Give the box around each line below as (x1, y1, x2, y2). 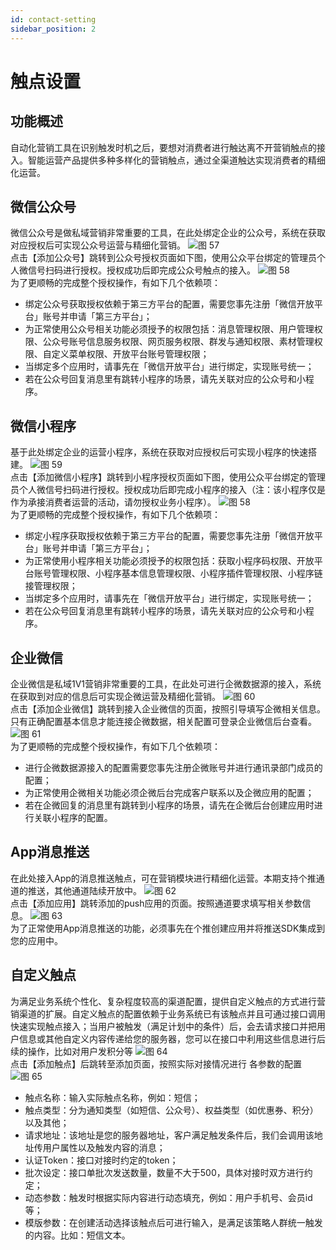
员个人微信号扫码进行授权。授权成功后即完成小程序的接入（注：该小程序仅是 (10, 484, 326, 496)
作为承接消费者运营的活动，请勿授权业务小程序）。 (10, 496, 217, 508)
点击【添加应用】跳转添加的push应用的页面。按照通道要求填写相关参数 (10, 897, 303, 909)
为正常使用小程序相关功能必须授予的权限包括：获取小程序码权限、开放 (24, 555, 315, 567)
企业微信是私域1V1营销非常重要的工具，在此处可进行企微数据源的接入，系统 (10, 677, 322, 690)
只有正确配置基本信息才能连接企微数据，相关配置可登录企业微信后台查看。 (10, 715, 317, 727)
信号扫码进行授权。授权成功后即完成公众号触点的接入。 (27, 264, 256, 276)
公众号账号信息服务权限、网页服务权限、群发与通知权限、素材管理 (42, 336, 315, 348)
